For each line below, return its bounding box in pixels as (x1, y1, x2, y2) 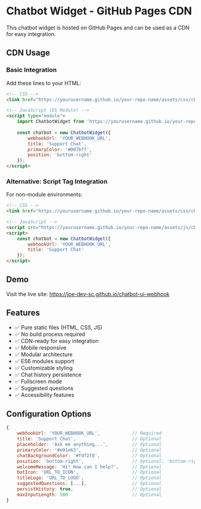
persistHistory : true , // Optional (17, 486, 162, 492)
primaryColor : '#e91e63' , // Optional (17, 447, 162, 453)
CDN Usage (6, 48, 50, 58)
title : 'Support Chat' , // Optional (17, 436, 162, 442)
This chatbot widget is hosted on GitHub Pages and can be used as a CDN (6, 24, 190, 31)
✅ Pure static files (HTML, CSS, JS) (14, 324, 103, 331)
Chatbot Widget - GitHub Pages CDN (6, 4, 193, 18)
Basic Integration (6, 66, 57, 74)
